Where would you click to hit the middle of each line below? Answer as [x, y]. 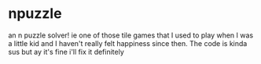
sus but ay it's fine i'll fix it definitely [66, 52]
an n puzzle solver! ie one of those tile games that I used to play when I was [131, 35]
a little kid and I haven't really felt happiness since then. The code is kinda [128, 43]
